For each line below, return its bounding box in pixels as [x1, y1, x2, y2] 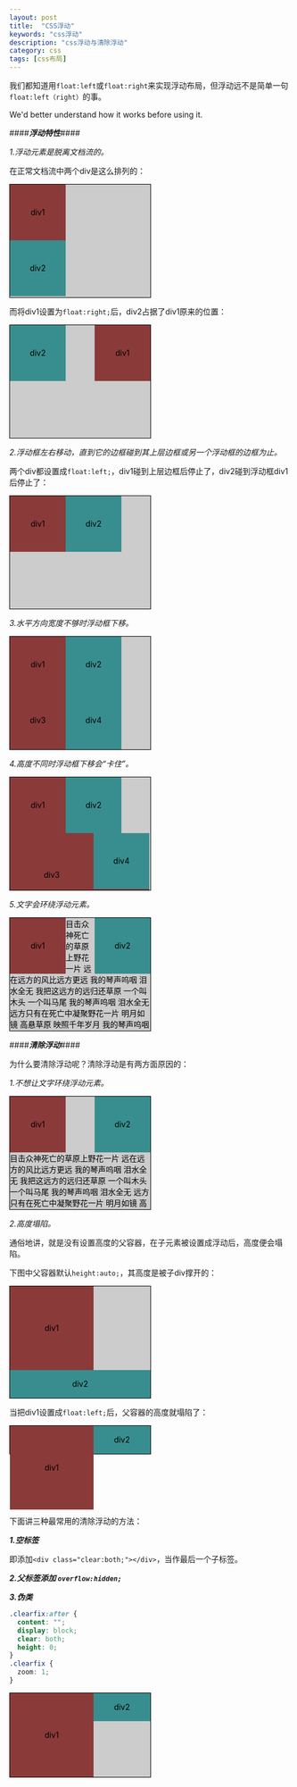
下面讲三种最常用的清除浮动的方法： [9, 1516, 143, 1526]
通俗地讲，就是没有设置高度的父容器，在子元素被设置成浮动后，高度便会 [9, 1238, 275, 1248]
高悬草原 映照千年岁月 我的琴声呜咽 [19, 1019, 150, 1030]
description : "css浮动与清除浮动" [9, 38, 128, 47]
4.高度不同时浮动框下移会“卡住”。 [9, 758, 134, 769]
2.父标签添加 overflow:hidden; [9, 1573, 122, 1583]
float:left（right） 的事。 [9, 91, 107, 102]
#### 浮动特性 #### [9, 128, 80, 138]
